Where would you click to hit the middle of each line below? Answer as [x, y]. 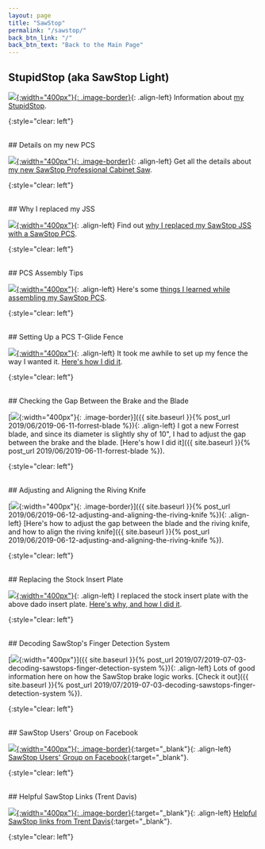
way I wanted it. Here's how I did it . [65, 361]
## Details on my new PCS [52, 144]
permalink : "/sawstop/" [48, 30]
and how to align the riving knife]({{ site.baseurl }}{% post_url [109, 532]
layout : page [30, 15]
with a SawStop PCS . [43, 233]
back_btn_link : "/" [40, 38]
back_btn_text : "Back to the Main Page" [76, 45]
